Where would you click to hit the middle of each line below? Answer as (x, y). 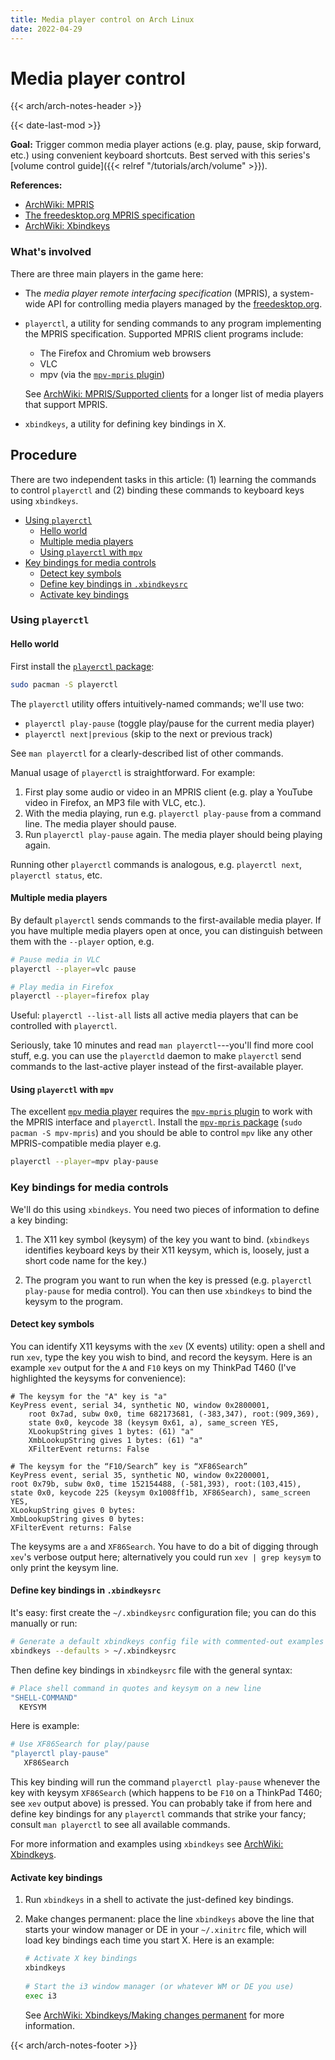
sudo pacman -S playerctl (64, 684)
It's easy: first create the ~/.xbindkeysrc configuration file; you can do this (163, 1613)
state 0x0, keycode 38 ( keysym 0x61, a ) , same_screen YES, (154, 1422)
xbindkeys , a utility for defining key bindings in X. (125, 423)
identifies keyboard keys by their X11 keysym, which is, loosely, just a (167, 1250)
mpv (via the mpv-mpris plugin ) (102, 374)
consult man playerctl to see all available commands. (120, 1825)
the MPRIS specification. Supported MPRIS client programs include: (164, 333)
